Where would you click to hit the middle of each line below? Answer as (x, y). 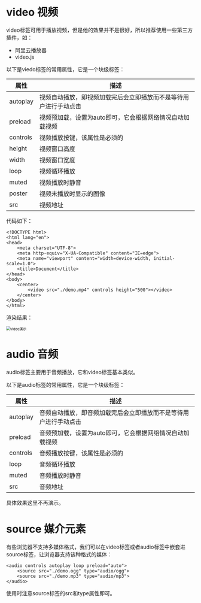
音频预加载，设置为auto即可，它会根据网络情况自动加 (114, 433)
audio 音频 (32, 354)
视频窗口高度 (57, 149)
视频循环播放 (57, 171)
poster (19, 193)
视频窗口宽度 (57, 160)
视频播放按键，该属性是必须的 (81, 137)
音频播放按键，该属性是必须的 (81, 453)
